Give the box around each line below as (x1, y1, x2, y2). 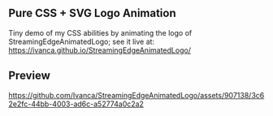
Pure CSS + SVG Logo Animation (8, 6, 176, 20)
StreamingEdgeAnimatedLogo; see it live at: (8, 37, 155, 46)
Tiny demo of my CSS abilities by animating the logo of (8, 28, 193, 37)
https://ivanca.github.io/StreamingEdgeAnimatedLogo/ (8, 45, 191, 55)
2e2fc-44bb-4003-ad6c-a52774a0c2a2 (8, 99, 145, 109)
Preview (8, 69, 51, 83)
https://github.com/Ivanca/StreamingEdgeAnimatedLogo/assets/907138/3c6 (8, 90, 265, 100)
